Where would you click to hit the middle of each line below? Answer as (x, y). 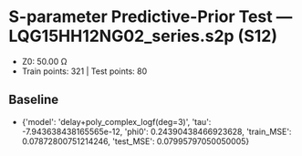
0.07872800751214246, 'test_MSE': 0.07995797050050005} (135, 141)
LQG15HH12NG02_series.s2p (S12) (143, 36)
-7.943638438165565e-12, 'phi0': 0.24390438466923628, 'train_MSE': (156, 131)
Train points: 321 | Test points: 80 (84, 71)
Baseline (34, 100)
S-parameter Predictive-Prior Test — (151, 17)
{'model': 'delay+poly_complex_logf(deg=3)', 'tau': (116, 121)
